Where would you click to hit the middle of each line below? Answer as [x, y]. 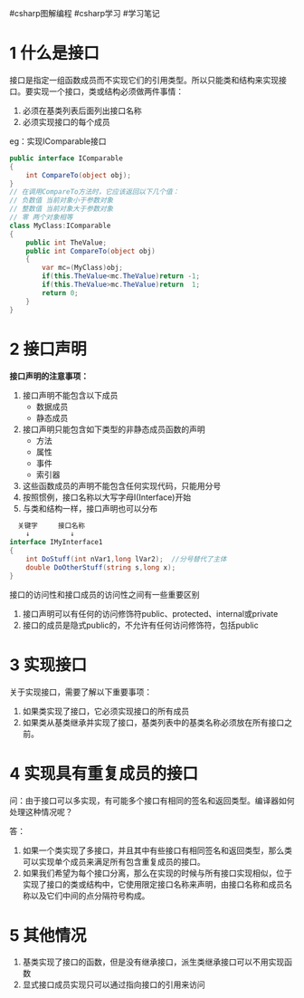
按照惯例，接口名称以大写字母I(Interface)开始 [107, 497]
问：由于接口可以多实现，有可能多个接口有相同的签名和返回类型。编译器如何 [152, 801]
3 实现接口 [48, 665]
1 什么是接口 [54, 53]
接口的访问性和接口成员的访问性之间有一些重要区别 [104, 594]
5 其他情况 [48, 935]
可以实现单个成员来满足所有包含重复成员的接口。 [114, 861]
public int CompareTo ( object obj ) [90, 251]
